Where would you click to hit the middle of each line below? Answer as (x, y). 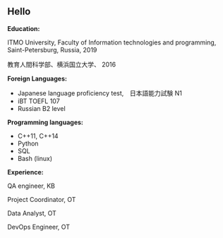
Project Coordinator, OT (42, 199)
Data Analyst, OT (32, 213)
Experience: (25, 172)
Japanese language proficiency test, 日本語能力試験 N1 (100, 93)
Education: (24, 28)
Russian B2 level (41, 108)
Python (28, 143)
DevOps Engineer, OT (39, 227)
